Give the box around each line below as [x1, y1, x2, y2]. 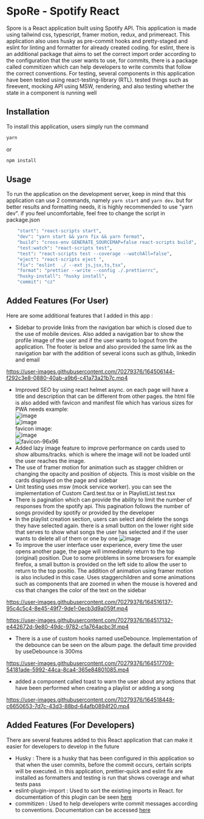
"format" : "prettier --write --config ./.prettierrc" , [17, 268, 159, 274]
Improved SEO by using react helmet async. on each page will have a [15, 386, 188, 393]
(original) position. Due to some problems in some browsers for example [15, 554, 196, 561]
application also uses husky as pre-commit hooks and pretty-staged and [6, 37, 188, 44]
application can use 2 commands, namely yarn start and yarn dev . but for [6, 197, 193, 204]
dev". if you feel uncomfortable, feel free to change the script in [6, 210, 165, 217]
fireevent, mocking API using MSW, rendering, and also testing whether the [6, 82, 194, 89]
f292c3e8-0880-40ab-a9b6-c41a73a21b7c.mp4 [6, 374, 128, 382]
